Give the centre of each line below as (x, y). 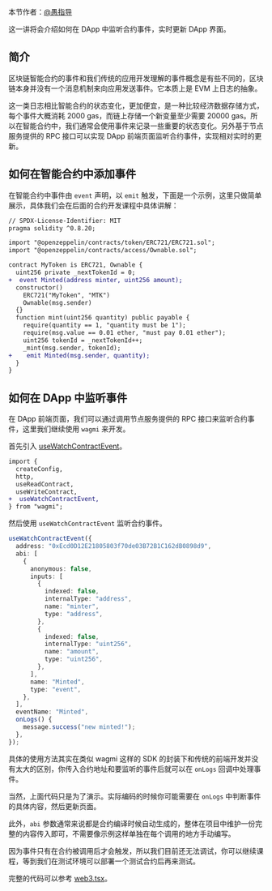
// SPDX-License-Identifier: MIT (65, 221)
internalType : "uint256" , (88, 644)
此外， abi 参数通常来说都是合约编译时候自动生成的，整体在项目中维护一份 (132, 823)
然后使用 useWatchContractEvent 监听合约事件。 (88, 523)
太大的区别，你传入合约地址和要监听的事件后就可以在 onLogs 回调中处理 (134, 769)
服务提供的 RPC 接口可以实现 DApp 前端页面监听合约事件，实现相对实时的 (132, 135)
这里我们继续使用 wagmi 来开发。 (76, 429)
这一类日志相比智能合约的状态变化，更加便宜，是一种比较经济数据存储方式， (136, 105)
